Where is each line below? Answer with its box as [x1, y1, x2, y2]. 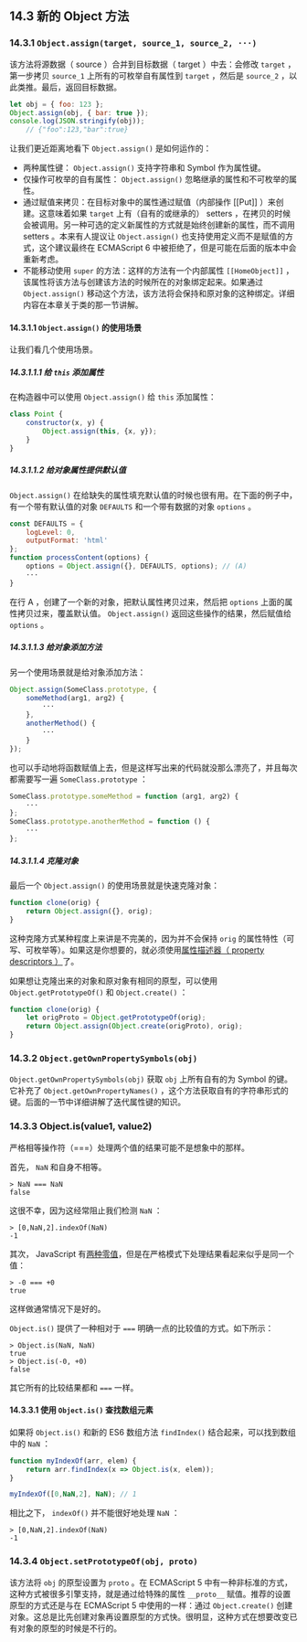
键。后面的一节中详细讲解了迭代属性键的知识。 [9, 1096, 185, 1108]
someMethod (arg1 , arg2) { [26, 693, 125, 702]
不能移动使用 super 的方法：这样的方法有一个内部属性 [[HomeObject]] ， [22, 265, 294, 276]
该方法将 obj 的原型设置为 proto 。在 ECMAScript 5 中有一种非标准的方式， [9, 1576, 293, 1588]
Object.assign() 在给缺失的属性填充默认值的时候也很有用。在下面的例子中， [9, 489, 298, 500]
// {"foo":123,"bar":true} [26, 125, 129, 134]
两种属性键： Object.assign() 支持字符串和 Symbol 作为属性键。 [22, 163, 267, 174]
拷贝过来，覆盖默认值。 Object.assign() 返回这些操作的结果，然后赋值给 [16, 607, 292, 619]
